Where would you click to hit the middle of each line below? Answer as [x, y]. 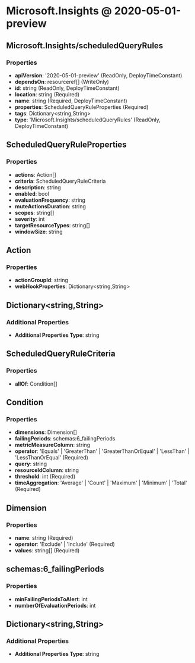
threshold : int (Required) [45, 477]
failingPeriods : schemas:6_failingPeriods [65, 439]
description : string [38, 187]
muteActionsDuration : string [50, 206]
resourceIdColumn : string [47, 470]
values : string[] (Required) [47, 551]
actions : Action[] [35, 174]
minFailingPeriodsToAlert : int [51, 599]
